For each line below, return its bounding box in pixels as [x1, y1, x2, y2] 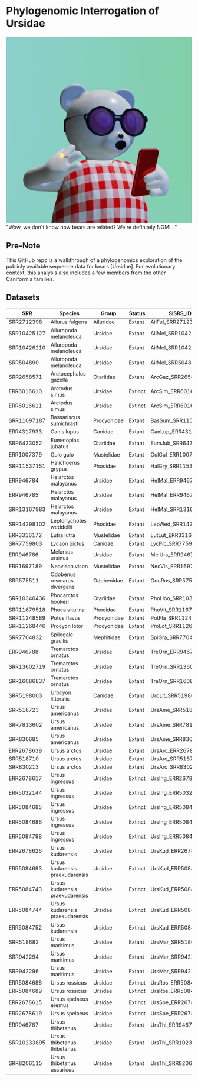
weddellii [50, 523, 72, 530]
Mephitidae [93, 634, 121, 641]
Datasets [6, 293, 40, 303]
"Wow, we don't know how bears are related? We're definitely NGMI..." [6, 224, 177, 231]
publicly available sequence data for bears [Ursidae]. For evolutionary [6, 263, 176, 270]
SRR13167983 [8, 506, 46, 513]
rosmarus [50, 577, 74, 584]
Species [59, 310, 80, 317]
